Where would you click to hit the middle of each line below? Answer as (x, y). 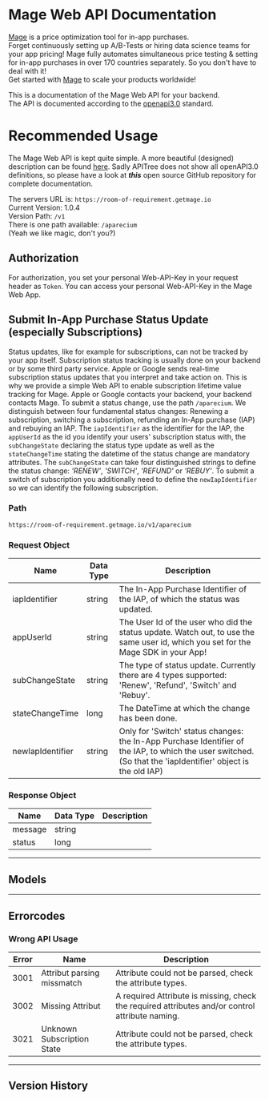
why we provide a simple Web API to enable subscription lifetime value (125, 385)
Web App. (25, 295)
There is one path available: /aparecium (73, 224)
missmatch (62, 982)
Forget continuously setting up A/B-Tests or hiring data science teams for (129, 45)
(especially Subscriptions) (76, 333)
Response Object (42, 796)
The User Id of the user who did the (186, 622)
